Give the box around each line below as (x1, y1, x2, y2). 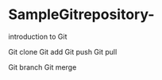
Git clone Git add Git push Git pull (8, 47, 118, 56)
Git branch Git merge (8, 62, 77, 72)
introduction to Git (8, 32, 67, 41)
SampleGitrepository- (8, 6, 155, 24)
